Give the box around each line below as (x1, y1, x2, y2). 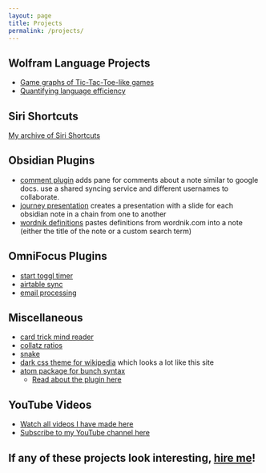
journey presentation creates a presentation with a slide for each (19, 200, 234, 210)
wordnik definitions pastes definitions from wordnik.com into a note (19, 217, 243, 227)
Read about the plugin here (31, 374, 122, 385)
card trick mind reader (19, 332, 94, 342)
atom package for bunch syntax (19, 366, 126, 376)
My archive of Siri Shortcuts (8, 131, 101, 140)
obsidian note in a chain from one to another (19, 209, 167, 219)
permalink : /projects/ (8, 26, 84, 34)
